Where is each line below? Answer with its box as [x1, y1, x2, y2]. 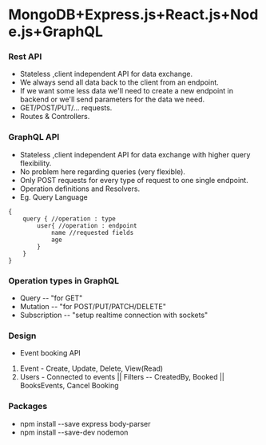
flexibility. [19, 158, 52, 168]
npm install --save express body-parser [19, 419, 151, 428]
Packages [8, 401, 48, 412]
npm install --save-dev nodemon [19, 427, 129, 437]
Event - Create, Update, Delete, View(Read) [19, 364, 164, 373]
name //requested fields [50, 228, 134, 236]
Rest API [8, 51, 42, 62]
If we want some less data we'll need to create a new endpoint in [19, 86, 234, 96]
